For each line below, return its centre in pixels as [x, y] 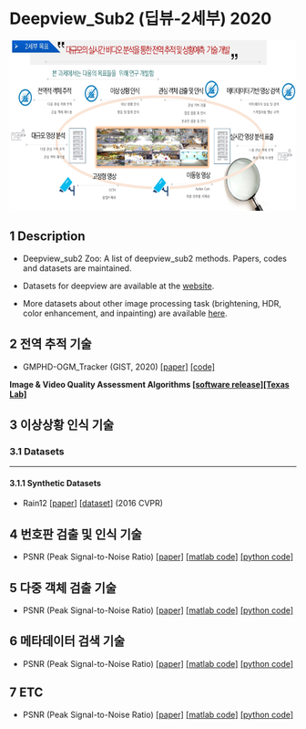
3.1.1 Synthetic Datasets [56, 483]
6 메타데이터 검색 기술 [67, 641]
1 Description [47, 237]
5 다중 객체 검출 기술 [63, 588]
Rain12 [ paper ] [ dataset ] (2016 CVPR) [93, 504]
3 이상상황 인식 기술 [62, 425]
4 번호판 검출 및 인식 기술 [76, 534]
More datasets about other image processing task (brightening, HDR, [152, 303]
